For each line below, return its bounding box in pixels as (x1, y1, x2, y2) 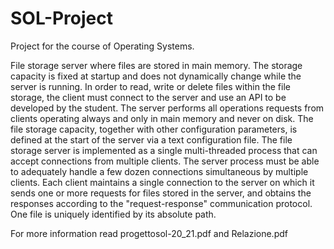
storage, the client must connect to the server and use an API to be (10, 91, 287, 103)
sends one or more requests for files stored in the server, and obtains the (10, 187, 312, 199)
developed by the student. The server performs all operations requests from (10, 102, 325, 114)
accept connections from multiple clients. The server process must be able (10, 155, 320, 167)
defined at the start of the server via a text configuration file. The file (10, 133, 293, 146)
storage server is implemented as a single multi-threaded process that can (10, 144, 318, 156)
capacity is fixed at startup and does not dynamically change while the (10, 70, 302, 82)
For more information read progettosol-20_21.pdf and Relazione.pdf (10, 227, 288, 239)
